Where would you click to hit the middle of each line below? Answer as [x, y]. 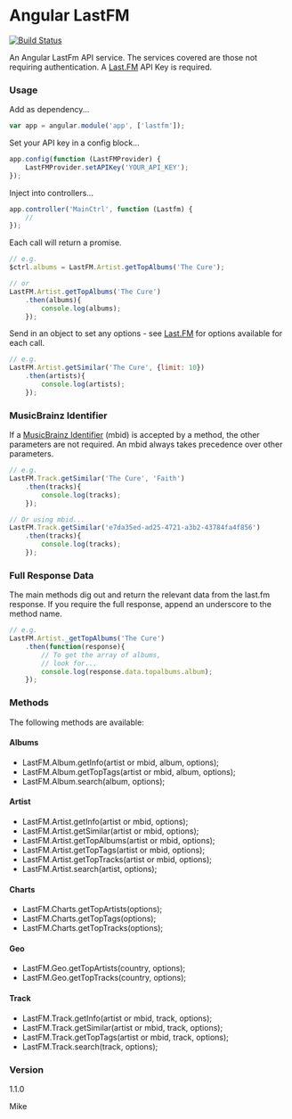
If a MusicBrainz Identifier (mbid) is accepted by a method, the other [134, 435]
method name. [36, 614]
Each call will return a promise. [65, 243]
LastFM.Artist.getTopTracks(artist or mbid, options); [117, 860]
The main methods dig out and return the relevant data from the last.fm [140, 595]
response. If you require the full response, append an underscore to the [140, 605]
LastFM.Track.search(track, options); [90, 1046]
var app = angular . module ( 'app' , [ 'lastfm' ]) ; [97, 126]
